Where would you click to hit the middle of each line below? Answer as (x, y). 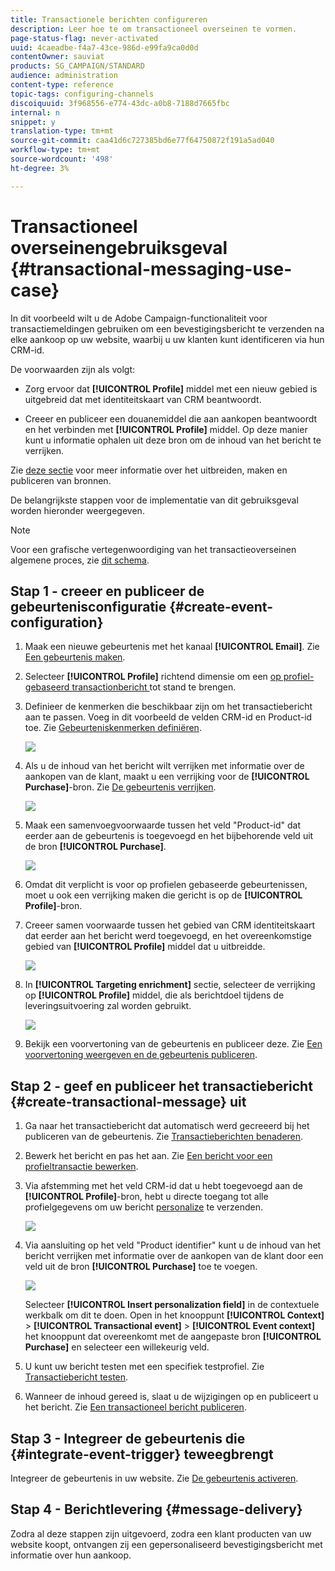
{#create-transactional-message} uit (128, 1101)
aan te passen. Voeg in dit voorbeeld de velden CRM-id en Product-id (168, 717)
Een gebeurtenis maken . (75, 657)
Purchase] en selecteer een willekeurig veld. (117, 1347)
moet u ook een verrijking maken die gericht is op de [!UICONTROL (163, 895)
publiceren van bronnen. (61, 480)
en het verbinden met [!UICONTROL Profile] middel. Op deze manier (166, 429)
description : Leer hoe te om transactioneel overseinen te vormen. (154, 29)
